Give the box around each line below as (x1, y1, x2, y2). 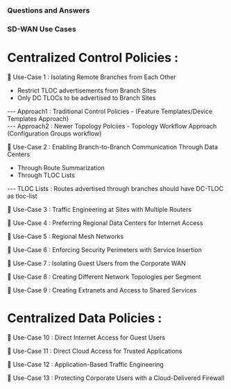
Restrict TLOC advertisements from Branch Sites (17, 86, 157, 94)
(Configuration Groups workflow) (7, 129, 102, 138)
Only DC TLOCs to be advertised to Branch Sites (17, 93, 156, 102)
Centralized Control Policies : (7, 50, 179, 66)
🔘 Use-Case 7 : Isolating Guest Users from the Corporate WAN (7, 259, 186, 267)
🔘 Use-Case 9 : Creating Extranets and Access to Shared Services (7, 285, 197, 294)
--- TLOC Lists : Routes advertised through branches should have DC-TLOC (7, 184, 224, 192)
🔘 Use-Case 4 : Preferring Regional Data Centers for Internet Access (7, 218, 203, 227)
